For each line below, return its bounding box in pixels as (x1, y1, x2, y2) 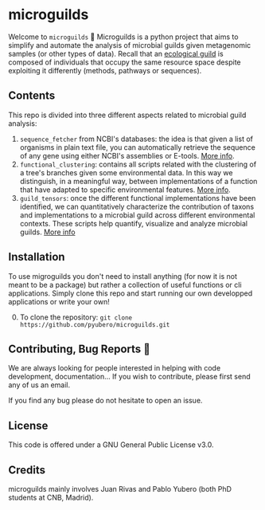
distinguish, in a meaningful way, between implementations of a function (19, 176, 258, 186)
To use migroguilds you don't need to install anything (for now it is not (8, 271, 237, 280)
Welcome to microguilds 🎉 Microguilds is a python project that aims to (8, 32, 239, 41)
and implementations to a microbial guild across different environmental (19, 210, 255, 220)
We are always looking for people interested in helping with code (8, 363, 221, 373)
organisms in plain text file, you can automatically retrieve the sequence (19, 142, 256, 152)
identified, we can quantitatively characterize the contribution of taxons (19, 202, 255, 211)
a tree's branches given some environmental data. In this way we (19, 167, 233, 177)
